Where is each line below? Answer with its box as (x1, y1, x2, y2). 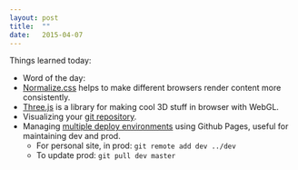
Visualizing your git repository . (22, 111, 137, 123)
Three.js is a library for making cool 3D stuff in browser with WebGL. (22, 102, 280, 113)
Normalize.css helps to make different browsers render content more (22, 83, 282, 94)
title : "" (9, 22, 51, 31)
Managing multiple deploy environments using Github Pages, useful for (22, 121, 289, 132)
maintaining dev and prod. (22, 131, 121, 142)
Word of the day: (22, 73, 86, 84)
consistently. (22, 92, 71, 103)
